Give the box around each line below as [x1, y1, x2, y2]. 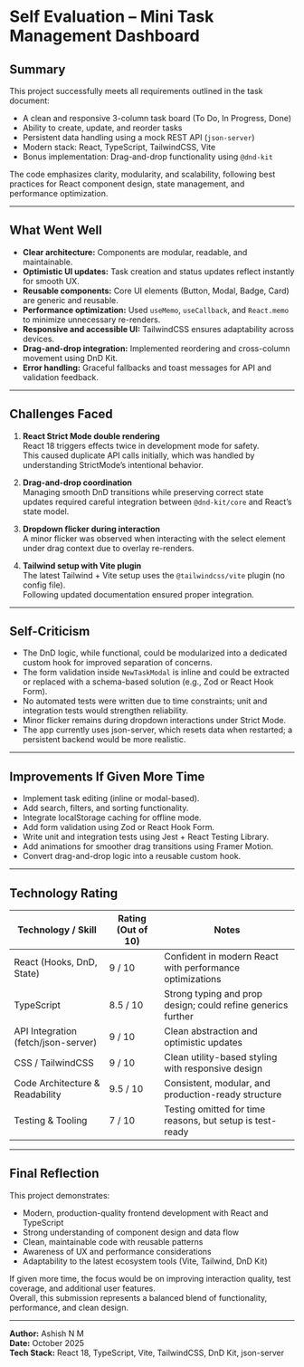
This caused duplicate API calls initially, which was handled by [22, 450, 255, 461]
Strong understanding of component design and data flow [22, 1227, 240, 1238]
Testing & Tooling [14, 1114, 88, 1127]
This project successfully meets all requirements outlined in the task [9, 86, 263, 96]
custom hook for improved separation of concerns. [22, 657, 213, 668]
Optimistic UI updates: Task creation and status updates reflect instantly [22, 265, 295, 277]
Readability [14, 1088, 62, 1101]
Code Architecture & [14, 1077, 100, 1090]
